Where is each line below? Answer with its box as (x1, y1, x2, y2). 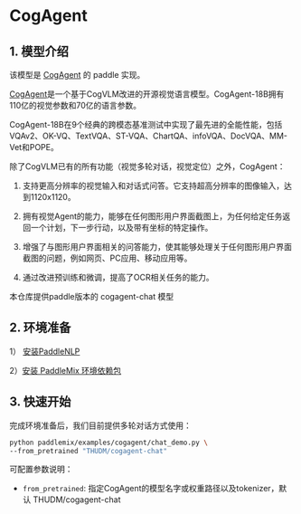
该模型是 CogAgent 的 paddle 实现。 (9, 70, 146, 80)
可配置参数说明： (9, 463, 73, 475)
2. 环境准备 (9, 320, 71, 336)
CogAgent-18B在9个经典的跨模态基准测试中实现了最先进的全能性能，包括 (9, 119, 283, 129)
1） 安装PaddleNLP (9, 346, 80, 357)
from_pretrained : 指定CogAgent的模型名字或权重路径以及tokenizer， (22, 483, 279, 494)
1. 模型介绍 (9, 43, 70, 59)
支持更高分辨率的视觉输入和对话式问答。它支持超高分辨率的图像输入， (22, 180, 285, 191)
